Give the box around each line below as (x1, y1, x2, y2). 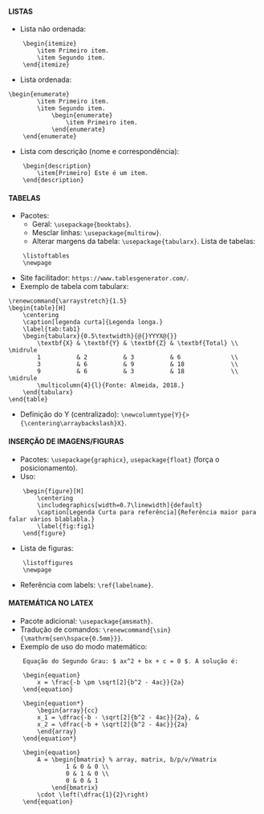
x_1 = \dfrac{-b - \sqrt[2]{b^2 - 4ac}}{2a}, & (37, 713, 199, 722)
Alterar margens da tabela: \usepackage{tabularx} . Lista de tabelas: (31, 237, 256, 246)
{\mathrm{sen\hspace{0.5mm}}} (19, 634, 122, 642)
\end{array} (37, 727, 78, 735)
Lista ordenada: (19, 75, 72, 84)
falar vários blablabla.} (8, 515, 95, 523)
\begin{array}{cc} (37, 706, 99, 714)
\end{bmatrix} (51, 783, 99, 792)
